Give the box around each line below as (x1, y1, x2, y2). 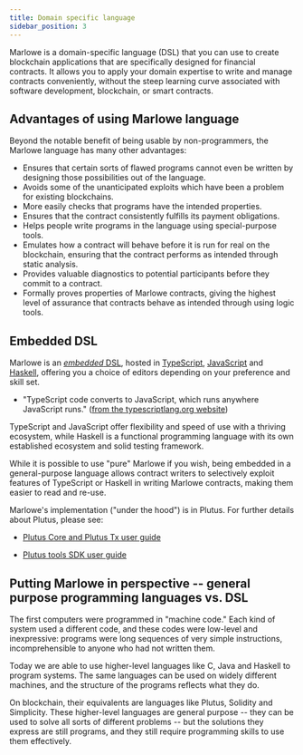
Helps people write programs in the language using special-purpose (22, 220, 278, 231)
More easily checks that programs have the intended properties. (22, 201, 262, 212)
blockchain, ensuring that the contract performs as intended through (22, 249, 279, 260)
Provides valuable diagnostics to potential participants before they (22, 268, 270, 279)
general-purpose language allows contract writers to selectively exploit (9, 468, 275, 479)
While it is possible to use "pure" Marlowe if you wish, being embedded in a (9, 459, 291, 469)
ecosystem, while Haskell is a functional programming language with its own (9, 431, 294, 442)
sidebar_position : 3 (9, 22, 88, 31)
